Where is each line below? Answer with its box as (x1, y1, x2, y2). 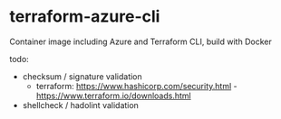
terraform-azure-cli (9, 6, 160, 27)
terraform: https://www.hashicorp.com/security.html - (35, 80, 237, 91)
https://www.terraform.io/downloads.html (35, 90, 192, 101)
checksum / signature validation (22, 70, 142, 82)
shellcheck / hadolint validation (22, 99, 139, 110)
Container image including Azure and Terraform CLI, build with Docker (9, 36, 272, 47)
